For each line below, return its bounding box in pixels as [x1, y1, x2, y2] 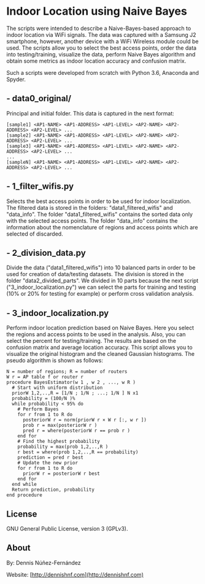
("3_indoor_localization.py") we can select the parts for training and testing [6, 283, 196, 291]
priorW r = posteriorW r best [22, 471, 100, 477]
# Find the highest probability [17, 439, 100, 445]
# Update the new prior [17, 460, 79, 466]
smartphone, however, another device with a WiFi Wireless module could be [6, 37, 199, 45]
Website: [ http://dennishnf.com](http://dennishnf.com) [6, 571, 144, 578]
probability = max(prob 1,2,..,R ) [17, 444, 109, 450]
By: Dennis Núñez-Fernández [6, 559, 81, 566]
